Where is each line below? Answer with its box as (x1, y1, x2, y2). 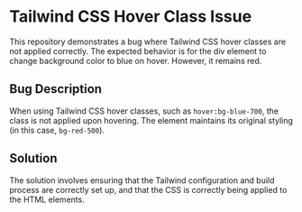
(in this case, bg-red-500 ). (9, 124, 105, 135)
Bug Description (9, 81, 102, 97)
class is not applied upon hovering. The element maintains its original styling (9, 115, 293, 125)
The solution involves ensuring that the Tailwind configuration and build (9, 174, 275, 186)
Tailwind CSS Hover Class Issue (9, 6, 252, 27)
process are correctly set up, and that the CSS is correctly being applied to (9, 184, 288, 195)
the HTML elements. (9, 194, 86, 205)
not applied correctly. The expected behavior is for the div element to (9, 45, 267, 56)
